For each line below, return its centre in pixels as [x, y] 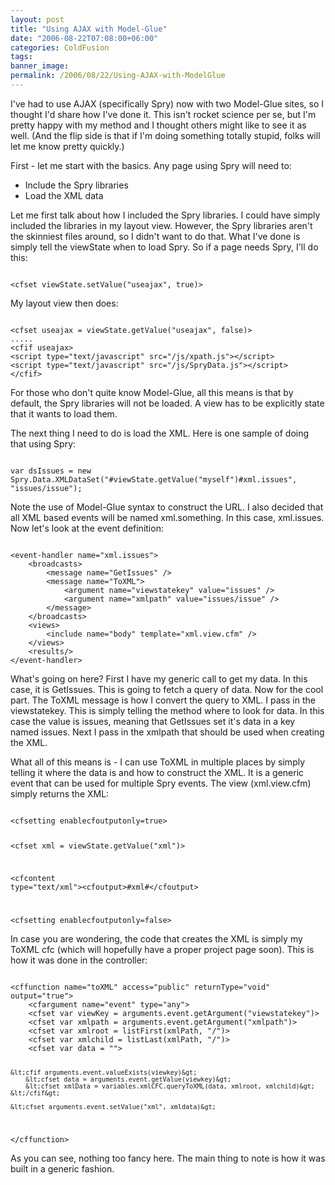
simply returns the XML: [60, 793]
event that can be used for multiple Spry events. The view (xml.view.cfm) [161, 783]
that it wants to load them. [64, 413]
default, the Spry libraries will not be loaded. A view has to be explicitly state [167, 403]
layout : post [37, 19]
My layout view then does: [64, 303]
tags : [21, 57]
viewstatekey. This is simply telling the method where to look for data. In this [167, 710]
